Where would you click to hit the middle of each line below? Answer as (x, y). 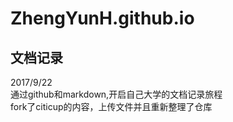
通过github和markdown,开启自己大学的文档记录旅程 (116, 94)
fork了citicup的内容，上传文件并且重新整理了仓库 (111, 106)
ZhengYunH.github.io (102, 18)
